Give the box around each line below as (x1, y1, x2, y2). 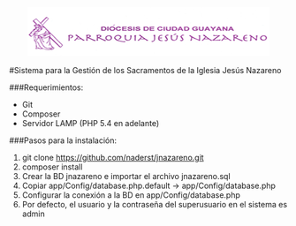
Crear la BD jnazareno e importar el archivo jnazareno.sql (21, 171, 231, 181)
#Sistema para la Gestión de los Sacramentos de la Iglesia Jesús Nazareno (9, 65, 282, 75)
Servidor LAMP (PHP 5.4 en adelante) (21, 118, 160, 128)
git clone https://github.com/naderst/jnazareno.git (21, 153, 205, 162)
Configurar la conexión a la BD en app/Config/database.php (21, 190, 241, 200)
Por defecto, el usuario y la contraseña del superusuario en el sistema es (21, 200, 288, 209)
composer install (21, 162, 83, 172)
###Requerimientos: (9, 82, 84, 93)
